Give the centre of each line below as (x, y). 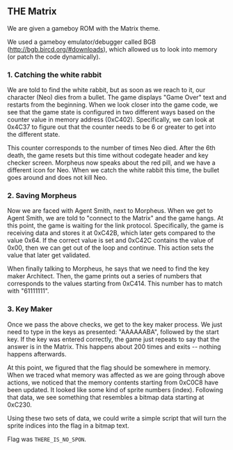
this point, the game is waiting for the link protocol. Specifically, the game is (115, 225)
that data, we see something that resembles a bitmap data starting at (106, 397)
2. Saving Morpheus (42, 196)
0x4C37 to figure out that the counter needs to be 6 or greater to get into (112, 127)
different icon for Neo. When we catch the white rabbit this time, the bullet (113, 170)
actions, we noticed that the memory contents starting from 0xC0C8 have (113, 382)
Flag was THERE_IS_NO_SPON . (47, 439)
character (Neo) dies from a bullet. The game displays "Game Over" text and (117, 98)
